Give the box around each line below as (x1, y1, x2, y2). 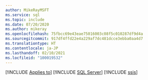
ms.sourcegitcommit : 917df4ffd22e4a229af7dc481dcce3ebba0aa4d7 (5, 36, 143, 42)
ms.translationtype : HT (5, 41, 56, 46)
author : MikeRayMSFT (5, 7, 50, 13)
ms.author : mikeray (5, 27, 47, 32)
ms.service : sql (5, 12, 40, 17)
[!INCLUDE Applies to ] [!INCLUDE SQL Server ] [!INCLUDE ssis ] (5, 69, 138, 75)
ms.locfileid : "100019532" (5, 55, 63, 61)
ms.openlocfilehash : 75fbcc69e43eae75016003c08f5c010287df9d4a (5, 31, 143, 36)
